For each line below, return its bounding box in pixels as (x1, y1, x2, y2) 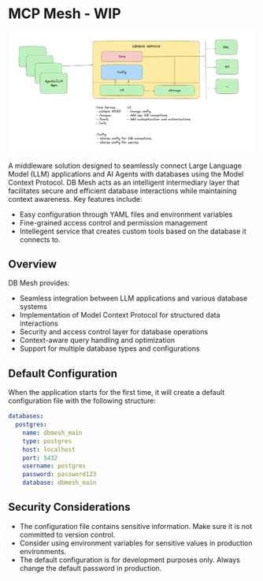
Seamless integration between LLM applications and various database (19, 293, 248, 304)
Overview (8, 257, 57, 270)
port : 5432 (22, 454, 58, 462)
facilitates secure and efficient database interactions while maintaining (8, 186, 237, 196)
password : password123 (22, 471, 97, 479)
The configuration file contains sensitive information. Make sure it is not (19, 521, 253, 531)
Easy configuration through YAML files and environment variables (19, 210, 233, 219)
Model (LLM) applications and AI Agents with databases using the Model (8, 169, 244, 178)
